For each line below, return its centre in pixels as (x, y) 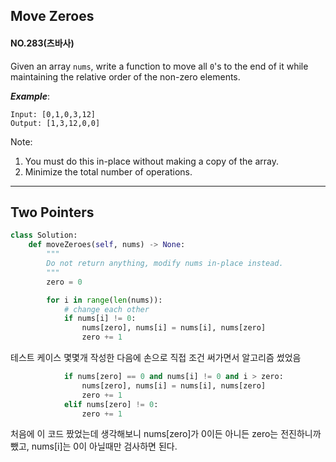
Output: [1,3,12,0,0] (55, 123)
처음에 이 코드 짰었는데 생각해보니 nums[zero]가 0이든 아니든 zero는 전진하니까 (166, 434)
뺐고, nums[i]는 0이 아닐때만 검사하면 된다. (94, 446)
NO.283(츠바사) (42, 43)
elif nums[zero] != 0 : (111, 404)
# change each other (106, 309)
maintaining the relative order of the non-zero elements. (125, 76)
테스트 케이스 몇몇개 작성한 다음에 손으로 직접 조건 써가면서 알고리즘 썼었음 (156, 358)
